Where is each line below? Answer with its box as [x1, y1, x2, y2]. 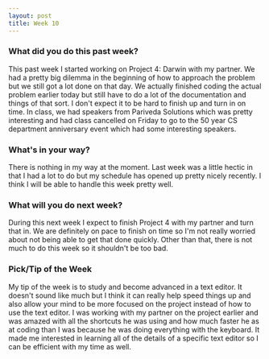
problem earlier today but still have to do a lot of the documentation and [8, 89, 247, 99]
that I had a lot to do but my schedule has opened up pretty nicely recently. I [8, 171, 262, 181]
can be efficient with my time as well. [8, 341, 131, 351]
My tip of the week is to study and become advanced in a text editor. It [8, 282, 243, 291]
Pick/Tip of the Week [8, 263, 93, 274]
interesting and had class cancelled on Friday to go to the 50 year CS [8, 115, 238, 125]
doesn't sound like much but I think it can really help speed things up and [8, 291, 251, 300]
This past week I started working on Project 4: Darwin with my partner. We [8, 64, 255, 73]
